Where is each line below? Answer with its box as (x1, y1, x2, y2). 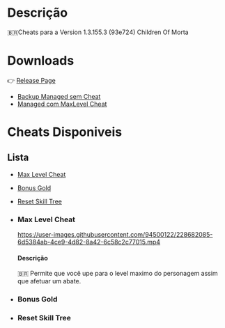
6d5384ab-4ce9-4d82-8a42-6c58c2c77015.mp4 (17, 238, 161, 247)
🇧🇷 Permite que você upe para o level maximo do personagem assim (17, 270, 218, 278)
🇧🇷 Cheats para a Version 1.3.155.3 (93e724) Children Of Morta (7, 28, 189, 36)
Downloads (7, 53, 75, 69)
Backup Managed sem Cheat (17, 92, 101, 100)
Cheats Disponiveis (7, 124, 123, 140)
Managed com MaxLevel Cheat (17, 100, 107, 108)
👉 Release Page (7, 76, 56, 84)
